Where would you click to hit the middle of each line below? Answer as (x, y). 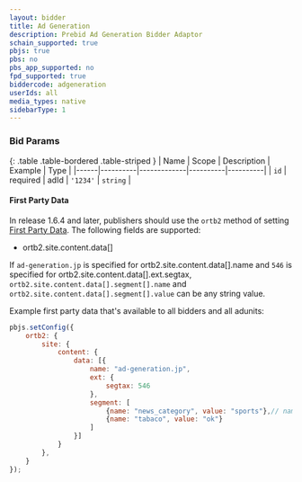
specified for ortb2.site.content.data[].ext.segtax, (101, 274)
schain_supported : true (54, 43)
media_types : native (48, 101)
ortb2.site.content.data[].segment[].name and (98, 283)
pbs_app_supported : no (52, 68)
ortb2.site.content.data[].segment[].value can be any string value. (138, 293)
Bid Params (35, 141)
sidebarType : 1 (38, 110)
